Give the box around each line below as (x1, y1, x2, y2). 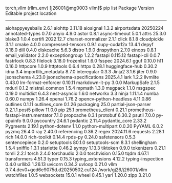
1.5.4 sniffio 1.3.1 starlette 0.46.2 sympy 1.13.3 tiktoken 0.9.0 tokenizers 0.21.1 (5, 145, 166, 151)
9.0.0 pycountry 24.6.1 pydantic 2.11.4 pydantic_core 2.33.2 (22, 118, 147, 124)
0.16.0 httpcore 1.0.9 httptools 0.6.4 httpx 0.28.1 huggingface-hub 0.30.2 (5, 63, 158, 69)
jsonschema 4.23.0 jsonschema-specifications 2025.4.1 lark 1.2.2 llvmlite (5, 74, 159, 80)
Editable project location (5, 10, 57, 16)
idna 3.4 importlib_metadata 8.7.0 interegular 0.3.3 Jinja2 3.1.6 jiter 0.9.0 (5, 69, 157, 74)
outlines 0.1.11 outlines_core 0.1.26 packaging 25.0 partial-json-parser (5, 101, 151, 107)
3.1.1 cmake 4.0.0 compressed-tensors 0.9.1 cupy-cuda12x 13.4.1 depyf (5, 42, 154, 47)
